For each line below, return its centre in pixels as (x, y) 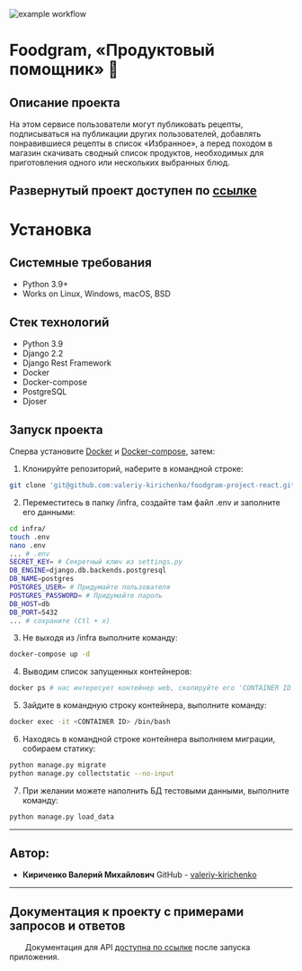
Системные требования (81, 263)
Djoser (35, 402)
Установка (51, 229)
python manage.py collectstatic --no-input (92, 773)
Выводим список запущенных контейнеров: (107, 672)
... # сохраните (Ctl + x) (60, 621)
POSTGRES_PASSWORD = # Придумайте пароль (86, 595)
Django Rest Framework (67, 363)
